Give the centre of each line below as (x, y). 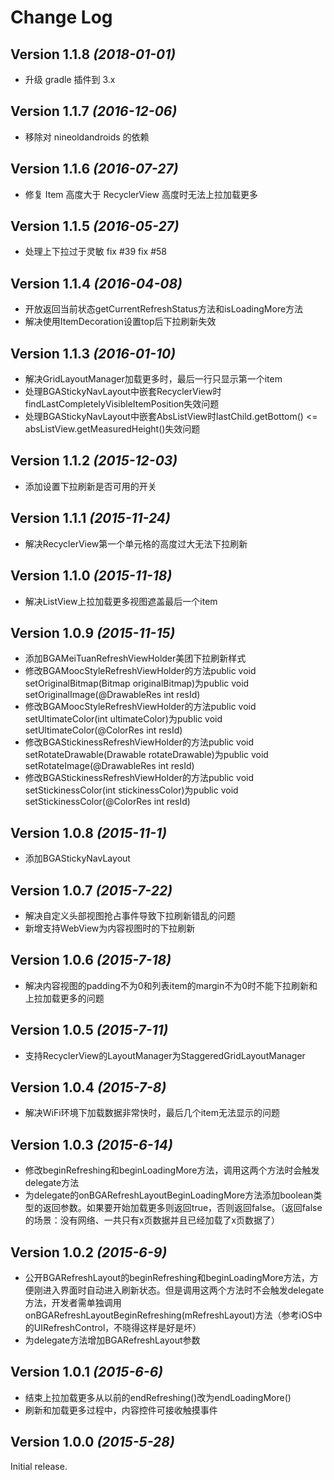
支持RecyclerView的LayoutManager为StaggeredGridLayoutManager (165, 1055)
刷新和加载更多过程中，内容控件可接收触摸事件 (121, 1410)
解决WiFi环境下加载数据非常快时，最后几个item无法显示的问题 (152, 1113)
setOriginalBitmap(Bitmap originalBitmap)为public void (137, 683)
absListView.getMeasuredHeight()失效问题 (112, 429)
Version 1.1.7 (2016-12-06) (94, 111)
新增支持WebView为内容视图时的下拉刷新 (110, 928)
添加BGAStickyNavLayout (77, 858)
